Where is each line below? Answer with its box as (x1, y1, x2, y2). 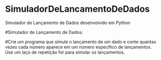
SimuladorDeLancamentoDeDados (5, 3, 150, 15)
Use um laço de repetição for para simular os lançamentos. (5, 49, 125, 55)
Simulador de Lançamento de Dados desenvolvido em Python (5, 20, 130, 26)
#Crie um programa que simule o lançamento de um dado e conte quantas (5, 38, 157, 45)
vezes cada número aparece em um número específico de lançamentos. (5, 44, 152, 50)
